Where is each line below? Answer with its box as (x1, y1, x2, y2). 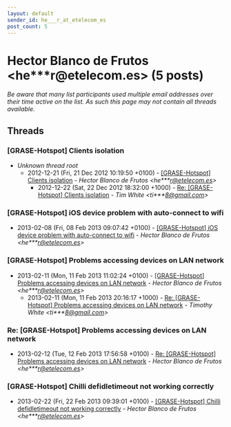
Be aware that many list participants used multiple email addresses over (7, 91, 214, 99)
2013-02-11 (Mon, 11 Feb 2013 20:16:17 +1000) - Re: (27, 293, 174, 301)
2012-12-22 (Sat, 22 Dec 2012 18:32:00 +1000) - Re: (37, 184, 186, 191)
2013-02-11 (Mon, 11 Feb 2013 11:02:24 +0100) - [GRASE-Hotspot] (17, 271, 205, 280)
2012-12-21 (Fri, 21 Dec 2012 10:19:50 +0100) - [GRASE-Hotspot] (27, 169, 211, 177)
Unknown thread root (17, 162, 78, 169)
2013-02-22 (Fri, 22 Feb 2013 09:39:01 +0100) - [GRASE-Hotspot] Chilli (17, 397, 221, 406)
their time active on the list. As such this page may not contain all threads (7, 97, 217, 106)
